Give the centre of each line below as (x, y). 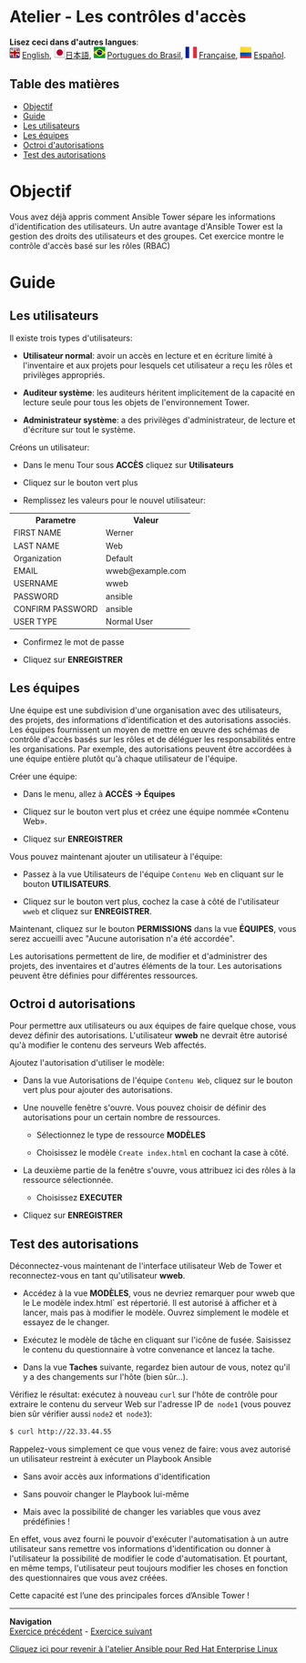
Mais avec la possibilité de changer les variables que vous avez (142, 1512)
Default (120, 558)
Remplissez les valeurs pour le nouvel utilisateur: (114, 500)
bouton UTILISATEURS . (67, 883)
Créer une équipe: (43, 776)
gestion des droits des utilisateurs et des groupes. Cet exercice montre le (147, 236)
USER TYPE (35, 622)
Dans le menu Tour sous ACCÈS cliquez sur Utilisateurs (128, 464)
